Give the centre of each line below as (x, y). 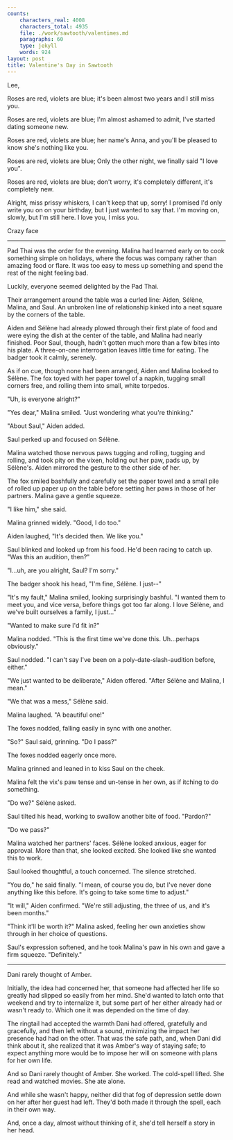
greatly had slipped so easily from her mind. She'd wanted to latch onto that (115, 995)
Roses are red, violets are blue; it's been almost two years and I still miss (111, 99)
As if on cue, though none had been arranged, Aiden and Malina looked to (113, 371)
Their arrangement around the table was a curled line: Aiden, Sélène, (106, 300)
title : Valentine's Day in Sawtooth (60, 65)
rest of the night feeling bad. (48, 273)
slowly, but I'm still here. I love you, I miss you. (73, 217)
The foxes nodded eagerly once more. (62, 755)
